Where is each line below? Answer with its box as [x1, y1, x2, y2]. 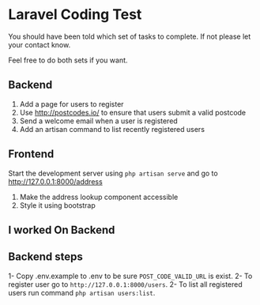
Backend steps [8, 250, 83, 264]
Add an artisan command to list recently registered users [19, 124, 205, 134]
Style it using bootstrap [19, 200, 96, 210]
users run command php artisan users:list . [8, 288, 156, 297]
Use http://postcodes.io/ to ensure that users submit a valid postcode [19, 107, 247, 117]
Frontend [8, 148, 55, 161]
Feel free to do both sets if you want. [8, 55, 128, 65]
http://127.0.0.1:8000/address [8, 176, 103, 186]
